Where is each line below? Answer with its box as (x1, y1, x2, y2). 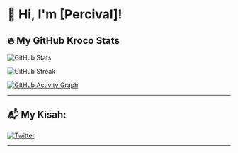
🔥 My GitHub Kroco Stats (7, 35, 120, 47)
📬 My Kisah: (7, 109, 67, 121)
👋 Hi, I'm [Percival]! (7, 6, 123, 23)
